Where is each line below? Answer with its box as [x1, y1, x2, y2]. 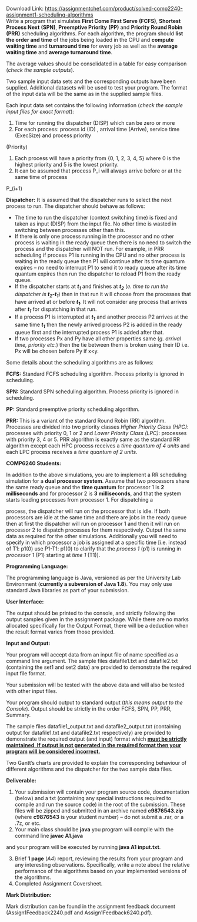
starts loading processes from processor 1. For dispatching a [6, 496, 153, 503]
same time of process [14, 174, 68, 180]
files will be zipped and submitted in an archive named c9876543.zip [14, 807, 183, 814]
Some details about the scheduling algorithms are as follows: [6, 359, 154, 366]
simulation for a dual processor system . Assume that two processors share [6, 477, 190, 485]
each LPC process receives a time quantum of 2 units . [6, 448, 138, 455]
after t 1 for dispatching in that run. [14, 306, 97, 314]
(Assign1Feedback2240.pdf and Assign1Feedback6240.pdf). [6, 909, 153, 916]
